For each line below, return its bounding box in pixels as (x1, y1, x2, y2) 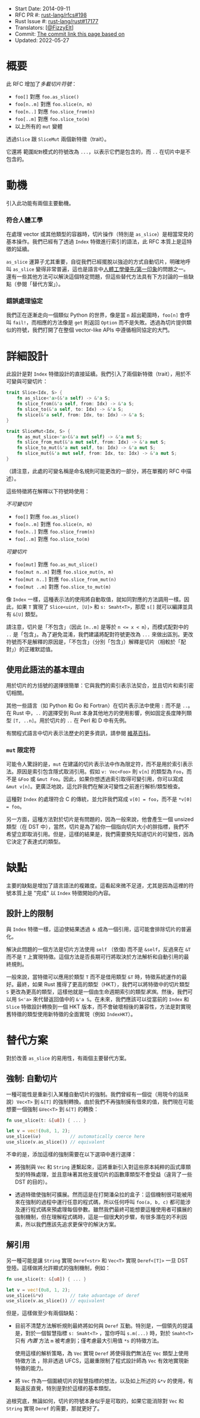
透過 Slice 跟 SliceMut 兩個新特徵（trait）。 (6, 135, 110, 143)
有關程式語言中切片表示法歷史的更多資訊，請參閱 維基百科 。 (6, 729, 154, 736)
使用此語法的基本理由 (6, 665, 85, 675)
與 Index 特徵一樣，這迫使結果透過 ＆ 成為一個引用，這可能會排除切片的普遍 (6, 925, 192, 933)
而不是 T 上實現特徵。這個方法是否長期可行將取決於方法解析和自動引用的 (6, 953, 185, 960)
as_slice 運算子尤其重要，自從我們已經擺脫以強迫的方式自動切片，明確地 (6, 258, 186, 265)
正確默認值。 (24, 645, 56, 652)
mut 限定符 (6, 745, 36, 754)
